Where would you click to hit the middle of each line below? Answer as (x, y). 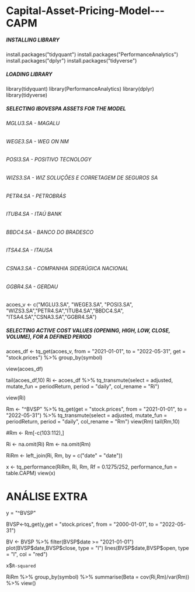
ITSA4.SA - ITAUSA (29, 250)
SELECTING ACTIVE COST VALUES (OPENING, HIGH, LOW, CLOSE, (88, 330)
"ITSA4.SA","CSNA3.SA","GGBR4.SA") (51, 317)
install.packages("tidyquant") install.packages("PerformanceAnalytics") (92, 54)
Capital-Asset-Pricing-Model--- (86, 11)
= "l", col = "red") (27, 555)
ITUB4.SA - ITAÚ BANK (34, 214)
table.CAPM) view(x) (31, 473)
